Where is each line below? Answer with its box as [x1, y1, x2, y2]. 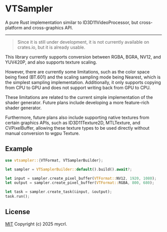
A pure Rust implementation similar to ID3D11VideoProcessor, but [5, 19, 138, 25]
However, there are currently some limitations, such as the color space [5, 69, 150, 75]
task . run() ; [5, 194, 30, 199]
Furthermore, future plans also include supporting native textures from [5, 114, 150, 120]
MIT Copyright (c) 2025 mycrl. [5, 221, 67, 227]
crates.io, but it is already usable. [17, 44, 85, 50]
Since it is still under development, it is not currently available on [17, 39, 150, 45]
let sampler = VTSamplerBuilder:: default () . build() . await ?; [5, 167, 133, 172]
